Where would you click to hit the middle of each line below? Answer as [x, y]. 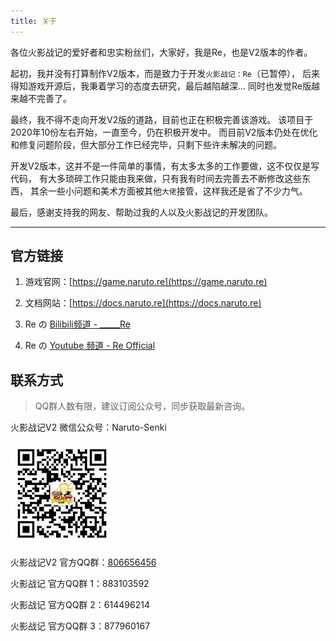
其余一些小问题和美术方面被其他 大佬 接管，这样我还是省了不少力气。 [168, 191]
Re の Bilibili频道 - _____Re [77, 324]
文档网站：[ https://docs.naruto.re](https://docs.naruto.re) [143, 303]
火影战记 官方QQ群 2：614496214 [80, 605]
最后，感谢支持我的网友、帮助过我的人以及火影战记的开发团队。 [141, 212]
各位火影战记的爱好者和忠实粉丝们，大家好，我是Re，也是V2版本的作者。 [161, 52]
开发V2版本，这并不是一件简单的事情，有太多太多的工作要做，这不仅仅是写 [165, 166]
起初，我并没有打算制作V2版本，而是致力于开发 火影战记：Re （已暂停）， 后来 [165, 73]
